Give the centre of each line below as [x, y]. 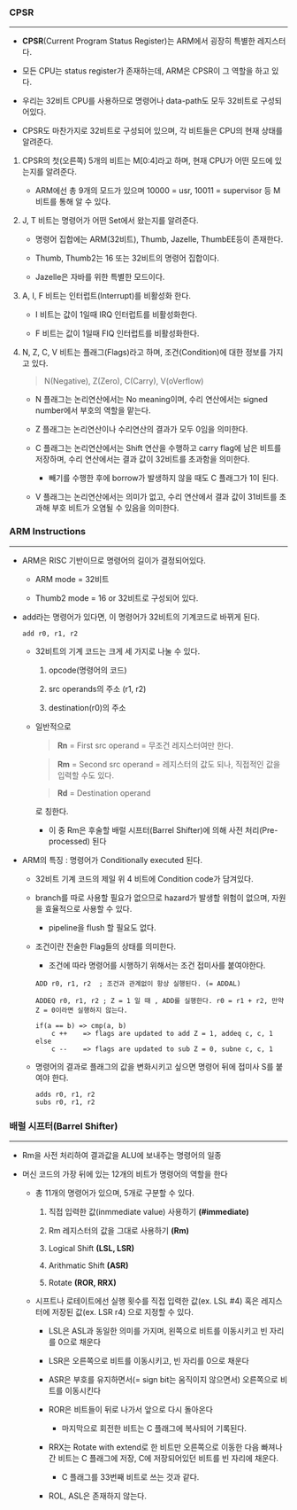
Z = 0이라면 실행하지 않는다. [81, 1010]
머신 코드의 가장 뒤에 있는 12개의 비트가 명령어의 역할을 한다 [125, 1174]
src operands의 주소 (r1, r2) [97, 689]
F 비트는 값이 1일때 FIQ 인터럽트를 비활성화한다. [117, 333]
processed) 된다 [77, 841]
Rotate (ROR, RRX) [82, 1282]
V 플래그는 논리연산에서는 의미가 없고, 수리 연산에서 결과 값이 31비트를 [156, 497]
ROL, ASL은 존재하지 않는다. [98, 1496]
